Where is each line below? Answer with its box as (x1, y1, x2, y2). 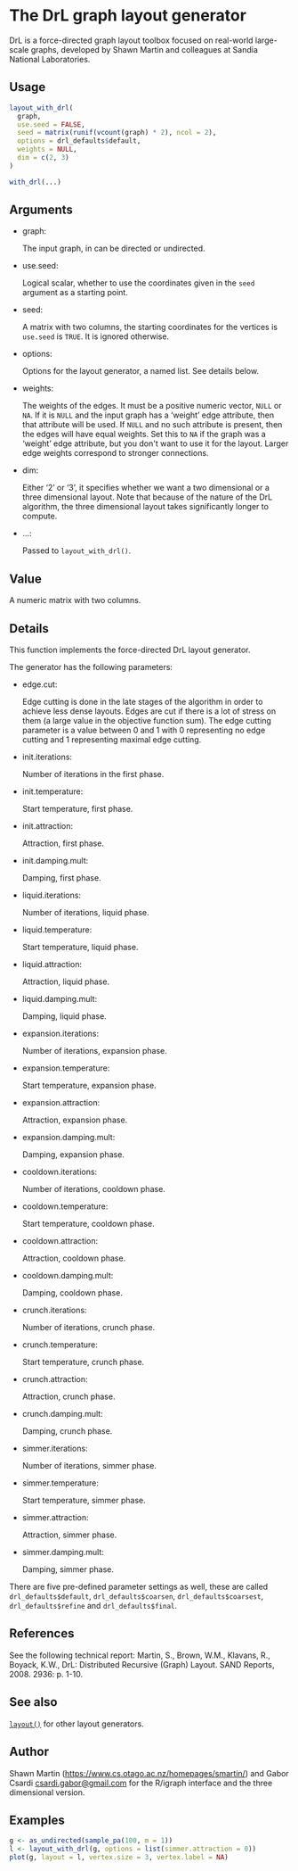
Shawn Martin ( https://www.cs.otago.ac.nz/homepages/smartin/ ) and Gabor (9, 1768, 289, 1778)
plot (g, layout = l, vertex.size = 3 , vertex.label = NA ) (9, 1853, 229, 1862)
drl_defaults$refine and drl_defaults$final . (9, 1601, 178, 1611)
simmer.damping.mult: (21, 1547, 104, 1558)
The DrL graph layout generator (9, 5, 247, 26)
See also (9, 1694, 58, 1710)
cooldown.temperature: (21, 1201, 109, 1212)
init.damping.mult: (21, 856, 89, 866)
